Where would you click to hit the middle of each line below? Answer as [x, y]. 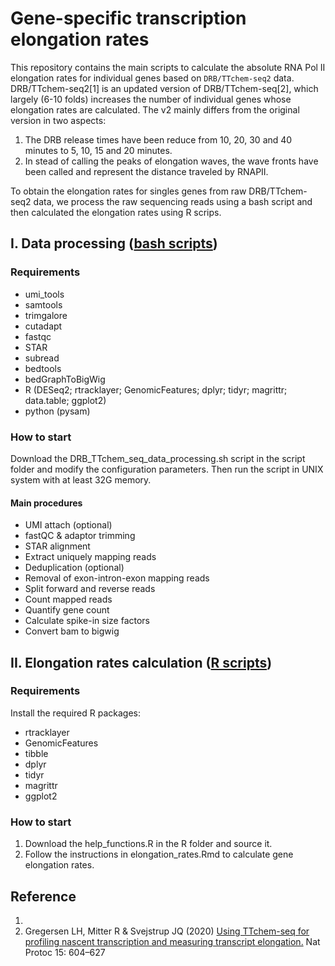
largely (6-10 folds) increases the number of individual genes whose [151, 99]
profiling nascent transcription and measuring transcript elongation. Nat [172, 941]
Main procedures [46, 503]
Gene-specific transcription [128, 18]
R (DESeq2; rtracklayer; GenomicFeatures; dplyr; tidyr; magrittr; [156, 389]
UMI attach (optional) [68, 525]
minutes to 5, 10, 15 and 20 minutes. [98, 150]
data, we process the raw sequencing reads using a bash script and [173, 201]
